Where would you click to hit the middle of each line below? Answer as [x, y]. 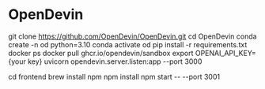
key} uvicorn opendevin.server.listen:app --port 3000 [115, 61]
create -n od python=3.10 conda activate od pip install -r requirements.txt [128, 44]
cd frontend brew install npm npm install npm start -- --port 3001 [114, 76]
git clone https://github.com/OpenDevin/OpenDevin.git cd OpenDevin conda [132, 36]
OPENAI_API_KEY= [226, 53]
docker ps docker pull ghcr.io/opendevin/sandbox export [101, 53]
